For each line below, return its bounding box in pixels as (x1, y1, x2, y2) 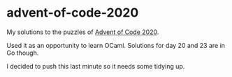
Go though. (6, 49, 39, 57)
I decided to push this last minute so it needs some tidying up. (6, 62, 185, 70)
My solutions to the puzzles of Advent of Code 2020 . (6, 28, 159, 36)
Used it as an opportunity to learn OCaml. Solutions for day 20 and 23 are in (6, 41, 225, 49)
